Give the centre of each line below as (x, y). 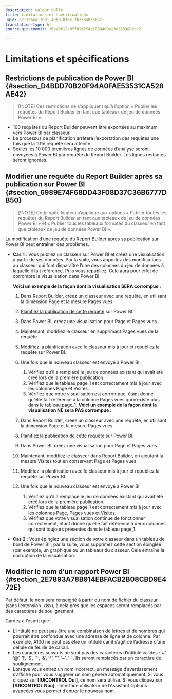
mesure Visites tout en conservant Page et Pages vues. (79, 461)
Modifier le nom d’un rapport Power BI (67, 571)
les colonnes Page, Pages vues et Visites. (72, 513)
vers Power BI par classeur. (42, 133)
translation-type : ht (28, 24)
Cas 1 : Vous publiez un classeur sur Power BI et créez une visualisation (89, 254)
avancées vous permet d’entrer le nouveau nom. (64, 691)
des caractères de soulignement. (40, 611)
